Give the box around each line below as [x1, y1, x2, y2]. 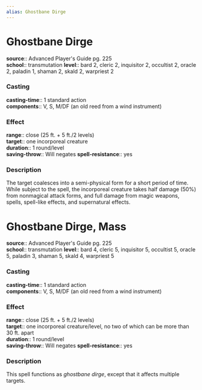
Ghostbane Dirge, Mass [6, 219, 127, 233]
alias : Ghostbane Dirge [6, 8, 66, 15]
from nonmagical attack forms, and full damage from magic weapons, [6, 192, 180, 200]
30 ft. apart [6, 329, 34, 336]
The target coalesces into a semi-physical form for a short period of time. [6, 179, 189, 187]
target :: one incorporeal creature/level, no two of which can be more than [6, 322, 189, 330]
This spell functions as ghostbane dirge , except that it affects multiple [6, 371, 180, 378]
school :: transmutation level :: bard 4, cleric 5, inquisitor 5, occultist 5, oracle [6, 246, 196, 253]
